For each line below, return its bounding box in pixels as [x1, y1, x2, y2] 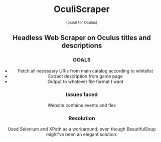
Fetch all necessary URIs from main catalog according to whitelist [18, 67, 153, 73]
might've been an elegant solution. [46, 131, 118, 137]
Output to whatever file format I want [47, 78, 124, 84]
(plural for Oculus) [66, 20, 98, 25]
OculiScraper [53, 3, 110, 15]
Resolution [68, 114, 95, 121]
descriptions [61, 41, 102, 50]
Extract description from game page [48, 73, 123, 79]
